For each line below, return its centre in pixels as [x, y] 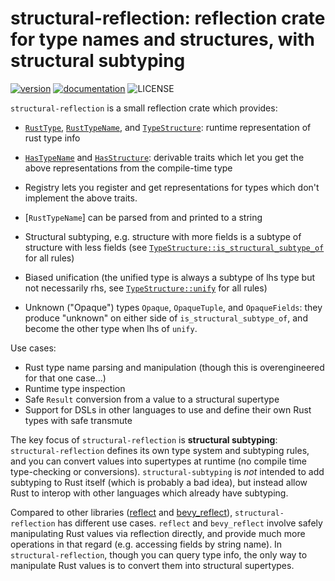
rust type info [52, 138]
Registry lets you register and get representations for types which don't [172, 187]
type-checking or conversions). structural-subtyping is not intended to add [167, 471]
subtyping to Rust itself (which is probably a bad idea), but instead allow [159, 482]
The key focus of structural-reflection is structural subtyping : [144, 439]
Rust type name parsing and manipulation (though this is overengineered [174, 367]
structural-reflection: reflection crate [168, 18]
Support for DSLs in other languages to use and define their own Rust [168, 409]
